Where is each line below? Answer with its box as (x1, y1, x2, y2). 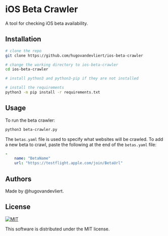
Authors (5, 174, 32, 183)
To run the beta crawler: (5, 117, 55, 123)
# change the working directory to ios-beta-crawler (5, 62, 119, 67)
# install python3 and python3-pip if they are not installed (5, 76, 139, 81)
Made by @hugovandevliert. (5, 188, 64, 194)
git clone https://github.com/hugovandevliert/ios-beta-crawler (5, 53, 143, 58)
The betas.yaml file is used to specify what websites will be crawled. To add (5, 136, 163, 142)
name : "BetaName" (14, 156, 51, 161)
